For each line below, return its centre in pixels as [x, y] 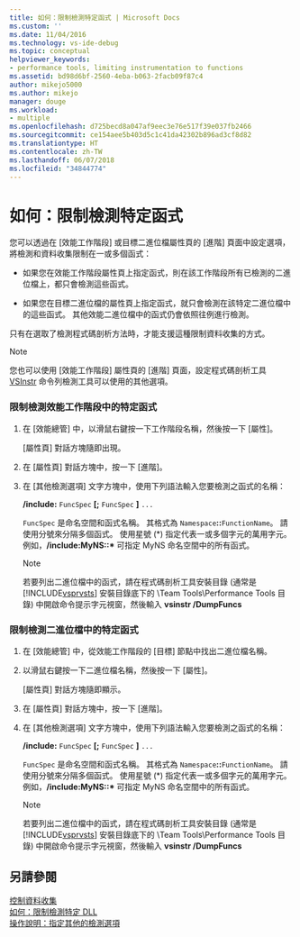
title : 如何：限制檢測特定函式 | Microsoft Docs [95, 18]
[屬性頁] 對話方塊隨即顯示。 [74, 689]
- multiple [30, 118]
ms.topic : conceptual [50, 51]
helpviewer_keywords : [50, 59]
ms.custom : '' [36, 26]
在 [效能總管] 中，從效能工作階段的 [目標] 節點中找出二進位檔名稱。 [147, 650]
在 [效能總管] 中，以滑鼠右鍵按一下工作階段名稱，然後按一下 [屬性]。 [150, 428]
